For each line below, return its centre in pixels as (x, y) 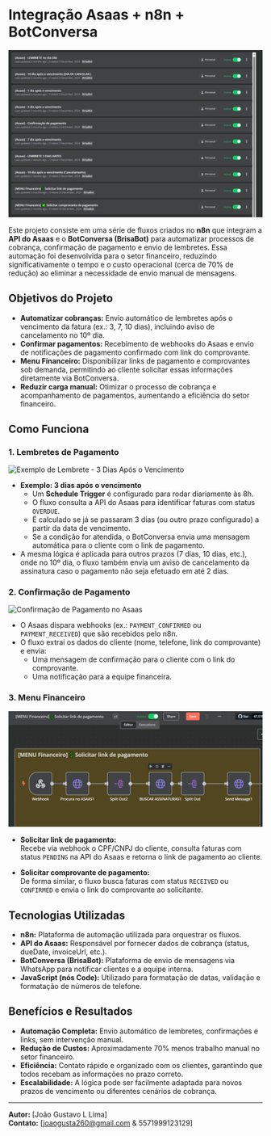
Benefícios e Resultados (71, 1012)
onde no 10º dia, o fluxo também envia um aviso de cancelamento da (135, 562)
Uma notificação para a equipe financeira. (102, 677)
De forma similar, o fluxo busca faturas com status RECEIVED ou (124, 881)
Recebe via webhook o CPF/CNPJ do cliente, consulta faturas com (131, 848)
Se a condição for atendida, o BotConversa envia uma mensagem (141, 537)
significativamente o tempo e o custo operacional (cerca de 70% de (121, 264)
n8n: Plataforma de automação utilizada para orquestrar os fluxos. (131, 934)
